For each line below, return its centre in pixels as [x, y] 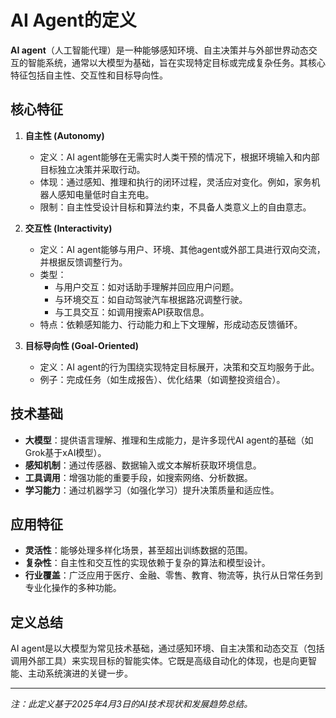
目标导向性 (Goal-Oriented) [81, 345]
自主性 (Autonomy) [64, 135]
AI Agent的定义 [73, 20]
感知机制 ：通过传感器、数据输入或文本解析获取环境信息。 [143, 465]
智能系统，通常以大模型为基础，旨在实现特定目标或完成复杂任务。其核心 [176, 62]
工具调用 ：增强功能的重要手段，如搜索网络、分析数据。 [138, 477]
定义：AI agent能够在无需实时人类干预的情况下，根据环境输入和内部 [179, 157]
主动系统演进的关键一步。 [80, 673]
